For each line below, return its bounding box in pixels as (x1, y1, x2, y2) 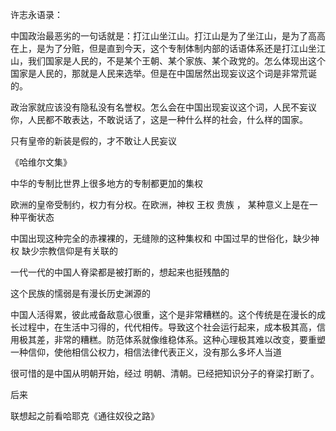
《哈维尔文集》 (10, 156, 72, 168)
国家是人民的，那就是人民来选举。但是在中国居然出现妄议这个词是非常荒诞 (10, 68, 317, 79)
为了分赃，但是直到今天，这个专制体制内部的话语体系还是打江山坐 (44, 43, 317, 54)
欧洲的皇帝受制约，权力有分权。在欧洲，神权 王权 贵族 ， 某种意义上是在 (10, 199, 310, 210)
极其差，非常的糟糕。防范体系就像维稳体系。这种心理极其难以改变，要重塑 (18, 334, 326, 345)
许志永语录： (10, 9, 63, 20)
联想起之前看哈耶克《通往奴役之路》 (10, 410, 160, 422)
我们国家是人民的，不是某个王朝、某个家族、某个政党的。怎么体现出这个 (27, 55, 326, 67)
